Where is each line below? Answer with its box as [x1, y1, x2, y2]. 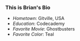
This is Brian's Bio [5, 4, 51, 11]
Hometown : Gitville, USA [12, 15, 65, 21]
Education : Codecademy [12, 20, 65, 26]
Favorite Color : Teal [12, 31, 55, 37]
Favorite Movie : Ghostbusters [12, 26, 75, 32]
